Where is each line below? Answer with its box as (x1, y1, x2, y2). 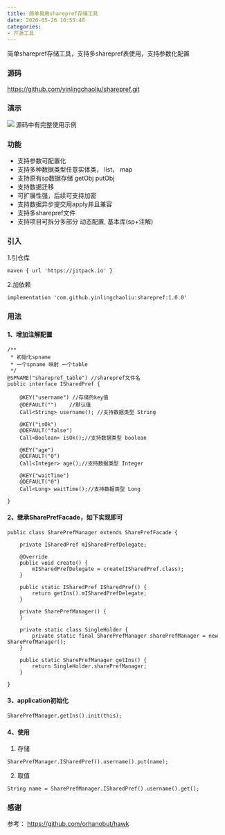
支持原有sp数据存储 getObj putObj (17, 174, 115, 183)
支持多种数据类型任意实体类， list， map (17, 165, 133, 174)
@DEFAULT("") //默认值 (19, 401, 91, 408)
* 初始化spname (10, 354, 51, 361)
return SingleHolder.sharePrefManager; (32, 663, 147, 670)
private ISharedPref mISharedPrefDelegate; (19, 541, 147, 548)
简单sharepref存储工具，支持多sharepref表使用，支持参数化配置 (7, 49, 190, 58)
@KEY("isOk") (19, 421, 57, 428)
